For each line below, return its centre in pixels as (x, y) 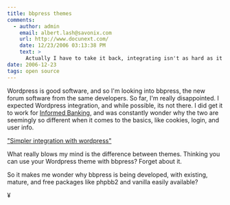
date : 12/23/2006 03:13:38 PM (63, 45)
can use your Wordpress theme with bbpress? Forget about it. (94, 161)
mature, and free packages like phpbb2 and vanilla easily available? (103, 182)
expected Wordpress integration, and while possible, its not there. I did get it (115, 105)
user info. (21, 127)
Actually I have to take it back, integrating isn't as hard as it (124, 58)
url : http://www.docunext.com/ (64, 39)
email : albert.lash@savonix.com (66, 33)
